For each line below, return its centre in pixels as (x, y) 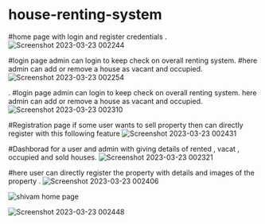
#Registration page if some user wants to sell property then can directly (126, 125)
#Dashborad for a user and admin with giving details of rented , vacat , (124, 149)
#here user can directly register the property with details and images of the (131, 172)
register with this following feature (64, 133)
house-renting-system (85, 15)
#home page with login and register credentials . (88, 37)
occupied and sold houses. (53, 157)
